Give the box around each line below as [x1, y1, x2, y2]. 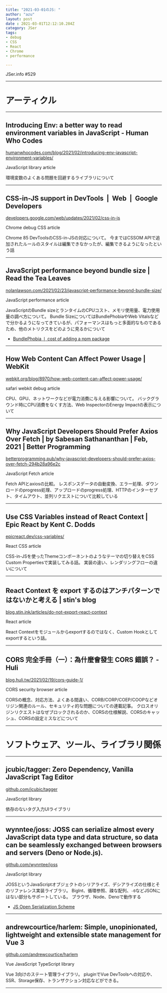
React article [5, 619, 32, 625]
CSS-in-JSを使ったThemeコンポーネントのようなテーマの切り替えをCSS [5, 553, 155, 559]
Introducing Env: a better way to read [5, 121, 122, 129]
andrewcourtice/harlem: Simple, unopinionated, [5, 923, 158, 931]
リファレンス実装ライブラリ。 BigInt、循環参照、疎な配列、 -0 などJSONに [9, 888, 161, 894]
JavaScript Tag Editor [5, 773, 74, 781]
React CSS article [5, 543, 42, 549]
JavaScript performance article [5, 297, 69, 303]
